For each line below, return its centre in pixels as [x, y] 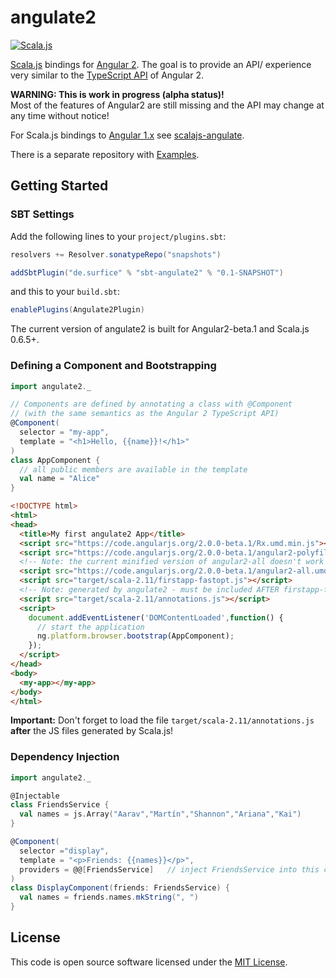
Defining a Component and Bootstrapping [113, 366]
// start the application [90, 627]
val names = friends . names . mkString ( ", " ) [109, 897]
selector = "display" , [64, 851]
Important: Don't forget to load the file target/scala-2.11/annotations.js [162, 720]
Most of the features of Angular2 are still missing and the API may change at [167, 105]
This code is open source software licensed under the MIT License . [149, 962]
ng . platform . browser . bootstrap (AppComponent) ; [135, 636]
